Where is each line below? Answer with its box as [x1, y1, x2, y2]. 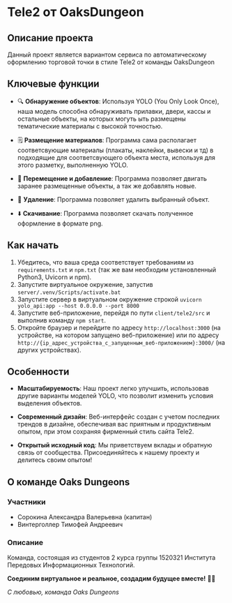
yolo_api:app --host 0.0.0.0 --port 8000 [17, 302, 139, 309]
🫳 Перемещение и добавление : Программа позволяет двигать [17, 174, 208, 182]
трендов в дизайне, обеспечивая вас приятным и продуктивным [17, 420, 211, 429]
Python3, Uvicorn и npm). [17, 273, 92, 281]
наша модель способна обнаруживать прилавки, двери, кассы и [17, 107, 211, 115]
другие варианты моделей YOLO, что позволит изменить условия [17, 392, 214, 400]
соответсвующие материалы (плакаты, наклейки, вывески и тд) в [17, 146, 214, 154]
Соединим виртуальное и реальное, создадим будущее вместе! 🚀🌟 [7, 574, 216, 583]
